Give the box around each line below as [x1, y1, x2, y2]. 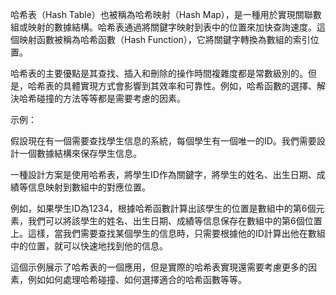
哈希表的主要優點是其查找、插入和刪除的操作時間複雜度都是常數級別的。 [10, 68, 308, 79]
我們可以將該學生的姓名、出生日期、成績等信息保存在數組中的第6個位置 [27, 215, 323, 227]
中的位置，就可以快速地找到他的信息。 [10, 240, 168, 252]
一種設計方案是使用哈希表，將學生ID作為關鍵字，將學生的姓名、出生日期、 [10, 169, 317, 180]
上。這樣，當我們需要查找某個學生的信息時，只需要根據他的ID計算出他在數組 [10, 228, 326, 239]
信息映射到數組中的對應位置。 [27, 181, 151, 193]
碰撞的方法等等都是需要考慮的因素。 [36, 93, 186, 104]
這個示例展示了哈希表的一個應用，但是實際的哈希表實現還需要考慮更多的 [10, 261, 308, 273]
